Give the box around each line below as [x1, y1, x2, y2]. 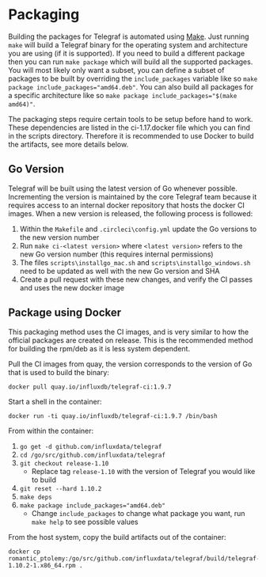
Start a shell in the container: [8, 397, 102, 406]
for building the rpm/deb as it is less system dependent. [8, 344, 191, 353]
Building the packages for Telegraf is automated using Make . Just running [8, 32, 249, 41]
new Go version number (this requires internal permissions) [19, 249, 214, 259]
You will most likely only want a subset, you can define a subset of [8, 65, 225, 74]
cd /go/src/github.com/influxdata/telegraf [19, 451, 166, 459]
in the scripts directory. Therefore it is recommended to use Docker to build [8, 131, 254, 140]
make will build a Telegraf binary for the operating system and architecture [8, 40, 248, 49]
